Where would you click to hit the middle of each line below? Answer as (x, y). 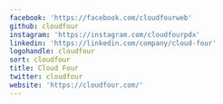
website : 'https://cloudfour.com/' (77, 85)
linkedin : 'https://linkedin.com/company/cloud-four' (113, 43)
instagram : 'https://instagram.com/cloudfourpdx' (105, 34)
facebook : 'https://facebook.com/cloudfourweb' (101, 18)
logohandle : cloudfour (52, 52)
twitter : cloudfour (46, 77)
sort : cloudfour (40, 60)
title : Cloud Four (44, 69)
